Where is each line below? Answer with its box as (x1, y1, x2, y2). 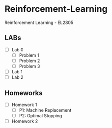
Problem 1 (19, 52, 39, 58)
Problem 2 (19, 58, 40, 64)
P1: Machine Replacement (19, 107, 72, 113)
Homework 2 (11, 118, 38, 124)
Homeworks (4, 89, 43, 97)
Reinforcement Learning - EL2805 (4, 20, 74, 25)
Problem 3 (19, 63, 40, 69)
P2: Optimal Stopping (19, 113, 62, 119)
